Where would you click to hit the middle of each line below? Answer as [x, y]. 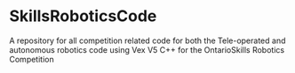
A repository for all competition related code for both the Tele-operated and [147, 40]
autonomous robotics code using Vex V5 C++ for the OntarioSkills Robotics [147, 49]
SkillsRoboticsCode [83, 16]
